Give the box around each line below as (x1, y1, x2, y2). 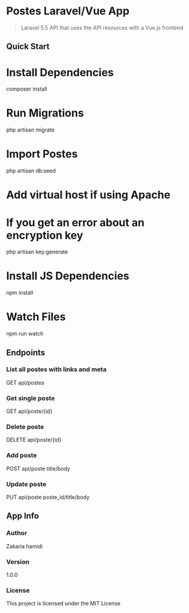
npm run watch (6, 330, 44, 337)
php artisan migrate (6, 126, 55, 133)
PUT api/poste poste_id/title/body (6, 494, 90, 501)
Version (6, 557, 30, 566)
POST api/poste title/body (6, 465, 70, 472)
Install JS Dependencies (6, 269, 130, 283)
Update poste (6, 480, 47, 488)
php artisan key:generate (6, 248, 68, 256)
